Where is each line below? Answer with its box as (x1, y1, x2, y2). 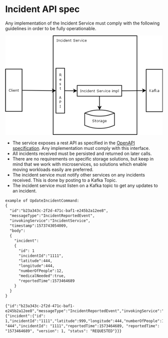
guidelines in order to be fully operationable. (5, 25, 96, 31)
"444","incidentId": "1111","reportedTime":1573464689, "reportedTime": (5, 323, 160, 328)
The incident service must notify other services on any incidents (12, 172, 145, 178)
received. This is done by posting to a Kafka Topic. (12, 177, 117, 183)
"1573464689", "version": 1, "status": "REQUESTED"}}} (5, 328, 122, 333)
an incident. (12, 188, 37, 194)
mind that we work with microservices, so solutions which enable (12, 161, 147, 167)
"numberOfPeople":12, (18, 268, 64, 273)
